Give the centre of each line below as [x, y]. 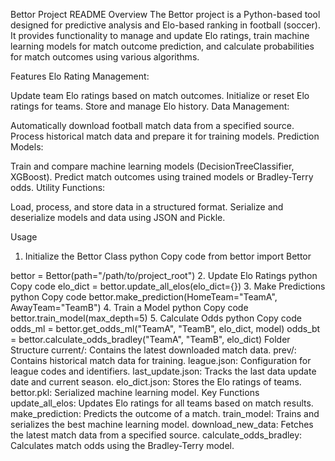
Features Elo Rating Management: [80, 76]
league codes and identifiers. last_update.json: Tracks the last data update [163, 371]
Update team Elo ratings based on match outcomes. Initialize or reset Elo [160, 95]
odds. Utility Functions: [58, 187]
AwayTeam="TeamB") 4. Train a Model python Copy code [129, 307]
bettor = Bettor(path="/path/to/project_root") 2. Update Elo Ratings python [164, 275]
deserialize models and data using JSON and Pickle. [118, 217]
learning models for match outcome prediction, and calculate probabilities [162, 46]
